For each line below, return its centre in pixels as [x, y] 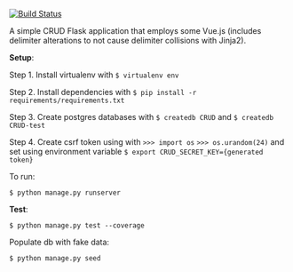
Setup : [22, 57]
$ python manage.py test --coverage [77, 226]
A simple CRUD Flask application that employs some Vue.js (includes [135, 31]
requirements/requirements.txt [67, 100]
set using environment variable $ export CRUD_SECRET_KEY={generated [136, 152]
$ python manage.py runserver [65, 193]
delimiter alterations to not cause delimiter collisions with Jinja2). [128, 40]
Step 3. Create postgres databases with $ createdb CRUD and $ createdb [141, 117]
